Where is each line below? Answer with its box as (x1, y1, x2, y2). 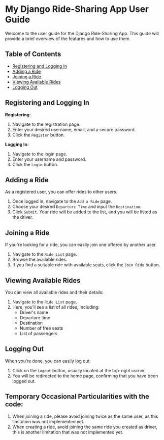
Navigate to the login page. (12, 151, 67, 157)
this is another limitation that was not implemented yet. (12, 429, 124, 435)
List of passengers (19, 331, 58, 336)
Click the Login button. (12, 161, 58, 167)
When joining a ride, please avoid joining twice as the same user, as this (12, 413, 159, 419)
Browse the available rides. (12, 256, 67, 263)
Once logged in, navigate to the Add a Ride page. (12, 198, 112, 204)
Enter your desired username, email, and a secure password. (12, 126, 136, 132)
